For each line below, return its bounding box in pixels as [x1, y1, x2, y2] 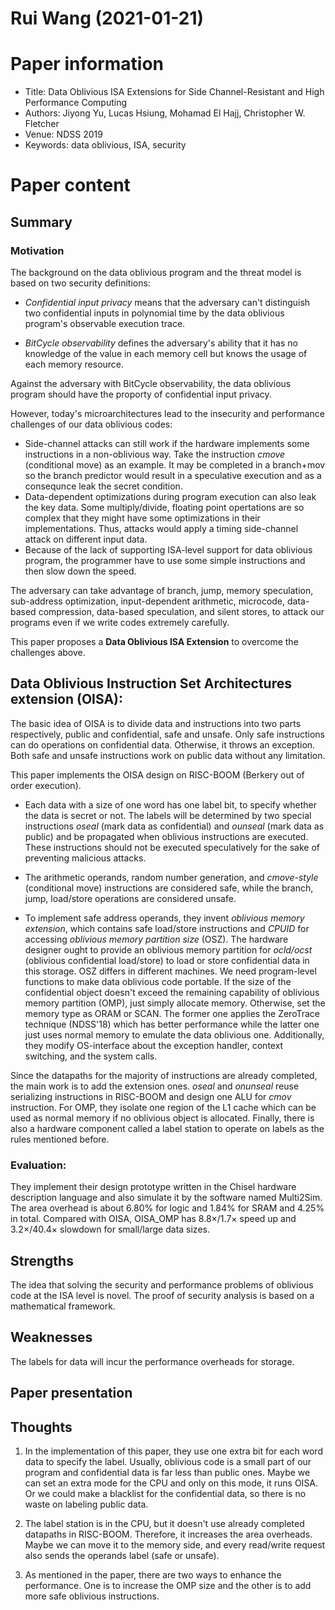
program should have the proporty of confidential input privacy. [10, 388, 272, 400]
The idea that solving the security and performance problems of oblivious [10, 1278, 314, 1291]
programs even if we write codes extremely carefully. [10, 617, 230, 628]
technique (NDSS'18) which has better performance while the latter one [24, 1018, 320, 1030]
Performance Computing [24, 97, 128, 109]
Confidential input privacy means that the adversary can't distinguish [24, 297, 311, 308]
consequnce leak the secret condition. [24, 480, 183, 492]
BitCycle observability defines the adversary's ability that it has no [24, 337, 298, 349]
